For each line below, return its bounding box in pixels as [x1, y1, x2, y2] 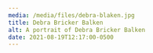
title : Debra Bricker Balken [8, 19, 104, 26]
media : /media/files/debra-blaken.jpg [8, 11, 135, 19]
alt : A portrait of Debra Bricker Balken [8, 26, 146, 34]
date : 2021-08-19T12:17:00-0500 [8, 33, 114, 41]
